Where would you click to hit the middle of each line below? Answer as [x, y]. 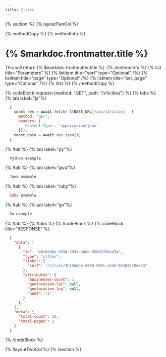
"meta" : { [24, 312]
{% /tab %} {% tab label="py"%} [39, 149]
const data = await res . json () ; [47, 135]
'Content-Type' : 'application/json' [61, 126]
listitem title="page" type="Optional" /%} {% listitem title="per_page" [76, 78]
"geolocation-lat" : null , [54, 284]
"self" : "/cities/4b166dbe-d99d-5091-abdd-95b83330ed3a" [87, 266]
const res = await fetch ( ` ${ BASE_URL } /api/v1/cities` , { [74, 112]
